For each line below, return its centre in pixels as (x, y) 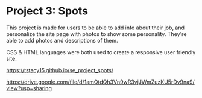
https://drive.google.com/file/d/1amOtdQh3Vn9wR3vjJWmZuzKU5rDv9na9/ (100, 82)
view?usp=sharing (29, 88)
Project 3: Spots (47, 11)
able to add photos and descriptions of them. (62, 40)
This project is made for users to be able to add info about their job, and (96, 28)
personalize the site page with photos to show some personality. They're (96, 34)
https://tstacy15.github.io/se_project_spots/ (60, 70)
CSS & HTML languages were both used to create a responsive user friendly (101, 52)
